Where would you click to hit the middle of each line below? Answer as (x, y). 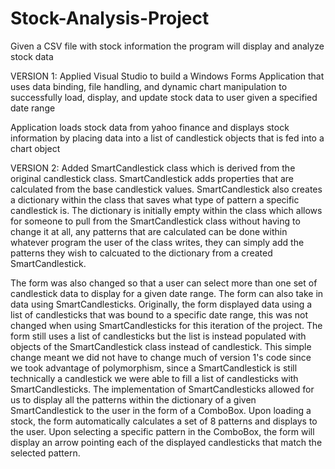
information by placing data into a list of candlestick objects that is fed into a (167, 138)
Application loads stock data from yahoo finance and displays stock (150, 127)
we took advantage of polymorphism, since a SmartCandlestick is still (154, 368)
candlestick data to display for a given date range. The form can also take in (167, 293)
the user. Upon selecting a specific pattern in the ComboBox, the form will (162, 431)
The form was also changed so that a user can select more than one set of (164, 283)
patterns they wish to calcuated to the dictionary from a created (141, 253)
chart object (35, 148)
